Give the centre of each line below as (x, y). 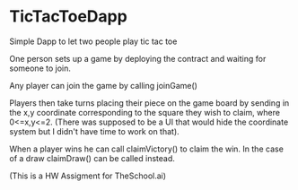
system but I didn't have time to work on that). (94, 131)
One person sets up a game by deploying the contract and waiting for (138, 58)
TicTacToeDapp (68, 17)
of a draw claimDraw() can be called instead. (92, 158)
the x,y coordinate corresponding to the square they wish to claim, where (145, 112)
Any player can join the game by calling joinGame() (103, 85)
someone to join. (40, 68)
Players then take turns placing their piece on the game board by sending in (149, 103)
